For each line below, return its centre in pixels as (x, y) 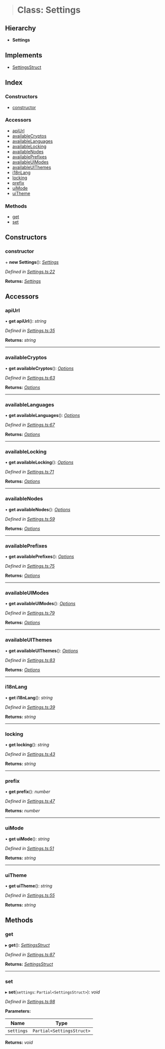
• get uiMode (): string (27, 839)
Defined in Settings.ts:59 (30, 519)
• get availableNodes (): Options (38, 509)
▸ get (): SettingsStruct (27, 945)
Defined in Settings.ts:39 (30, 707)
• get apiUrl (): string (26, 321)
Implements (24, 55)
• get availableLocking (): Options (39, 462)
